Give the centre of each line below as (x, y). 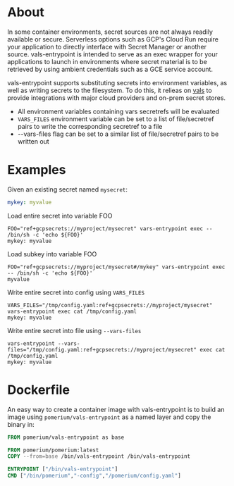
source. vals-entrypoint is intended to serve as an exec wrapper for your (113, 54)
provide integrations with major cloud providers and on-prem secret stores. (117, 98)
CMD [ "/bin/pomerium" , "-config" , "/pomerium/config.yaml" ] (94, 476)
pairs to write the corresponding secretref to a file (90, 126)
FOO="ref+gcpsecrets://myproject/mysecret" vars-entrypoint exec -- (110, 229)
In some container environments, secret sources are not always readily (110, 32)
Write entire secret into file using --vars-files (74, 330)
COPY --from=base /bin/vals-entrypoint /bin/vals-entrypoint (99, 456)
